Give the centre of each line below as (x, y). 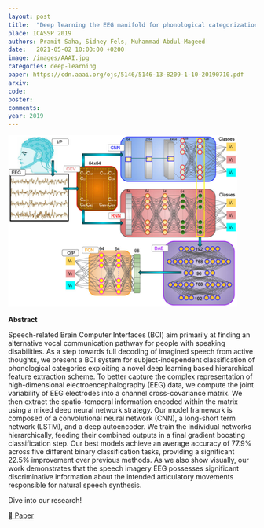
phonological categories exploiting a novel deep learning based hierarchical (131, 368)
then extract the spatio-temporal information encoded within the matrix (123, 401)
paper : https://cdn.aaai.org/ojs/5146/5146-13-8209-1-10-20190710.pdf (126, 75)
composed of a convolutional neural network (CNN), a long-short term (122, 418)
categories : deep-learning (52, 67)
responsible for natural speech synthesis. (75, 485)
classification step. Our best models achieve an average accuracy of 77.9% (130, 443)
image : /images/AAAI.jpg (49, 58)
